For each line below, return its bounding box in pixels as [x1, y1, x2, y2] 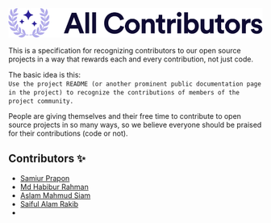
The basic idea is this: [8, 69, 81, 79]
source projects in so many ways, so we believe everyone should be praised [8, 120, 262, 129]
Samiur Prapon [19, 173, 70, 183]
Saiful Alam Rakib [19, 199, 79, 208]
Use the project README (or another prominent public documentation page [8, 80, 262, 88]
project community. [8, 97, 74, 105]
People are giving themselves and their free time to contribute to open [8, 111, 242, 120]
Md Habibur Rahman [19, 182, 89, 191]
